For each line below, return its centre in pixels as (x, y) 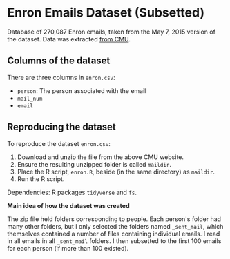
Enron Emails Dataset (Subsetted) (106, 13)
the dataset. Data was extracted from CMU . (69, 39)
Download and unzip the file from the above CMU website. (100, 157)
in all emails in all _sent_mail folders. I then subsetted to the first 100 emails (114, 241)
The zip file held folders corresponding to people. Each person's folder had (114, 219)
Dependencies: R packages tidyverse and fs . (72, 192)
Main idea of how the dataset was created (68, 205)
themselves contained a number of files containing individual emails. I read (114, 234)
